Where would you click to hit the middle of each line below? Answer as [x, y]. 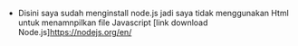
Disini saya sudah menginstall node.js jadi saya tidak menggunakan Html [154, 13]
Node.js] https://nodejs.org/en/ [75, 32]
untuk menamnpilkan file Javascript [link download [113, 23]
